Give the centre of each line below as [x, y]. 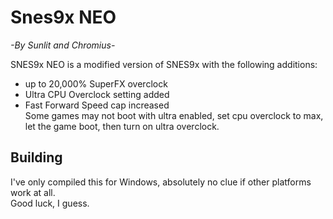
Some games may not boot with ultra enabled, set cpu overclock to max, [174, 115]
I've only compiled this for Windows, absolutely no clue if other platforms [161, 182]
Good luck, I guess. [50, 203]
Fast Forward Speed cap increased [97, 105]
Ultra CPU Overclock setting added [97, 94]
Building [36, 157]
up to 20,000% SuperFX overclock [96, 83]
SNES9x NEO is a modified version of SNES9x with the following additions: [164, 64]
